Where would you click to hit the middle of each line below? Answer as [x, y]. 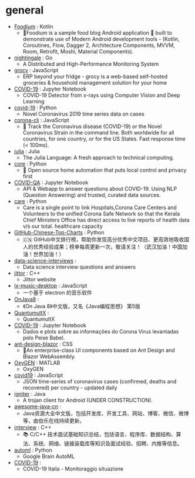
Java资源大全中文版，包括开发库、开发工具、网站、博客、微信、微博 [106, 413]
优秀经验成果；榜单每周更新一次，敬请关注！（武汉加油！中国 [108, 247]
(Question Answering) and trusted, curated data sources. [92, 195]
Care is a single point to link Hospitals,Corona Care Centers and [100, 207]
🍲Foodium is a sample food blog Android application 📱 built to [97, 32]
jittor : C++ [27, 273]
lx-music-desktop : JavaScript [51, 285]
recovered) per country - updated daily [70, 388]
